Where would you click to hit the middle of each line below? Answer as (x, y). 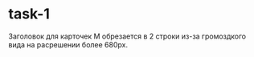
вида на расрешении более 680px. (68, 44)
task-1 (29, 14)
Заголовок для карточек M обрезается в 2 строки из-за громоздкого (127, 36)
